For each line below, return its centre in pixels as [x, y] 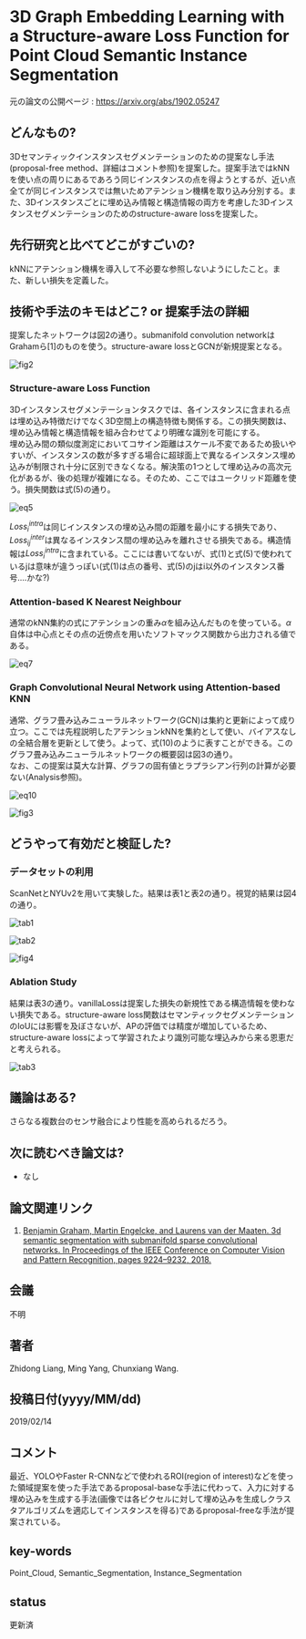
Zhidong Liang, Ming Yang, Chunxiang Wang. [94, 1368]
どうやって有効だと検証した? [90, 844]
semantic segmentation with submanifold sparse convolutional [140, 1241]
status [28, 1602]
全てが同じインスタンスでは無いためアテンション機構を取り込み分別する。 [149, 191]
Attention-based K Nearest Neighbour [96, 602]
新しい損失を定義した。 [69, 280]
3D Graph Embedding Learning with [147, 17]
